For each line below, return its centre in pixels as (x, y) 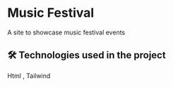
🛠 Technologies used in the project (86, 55)
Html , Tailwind (29, 76)
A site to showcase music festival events (66, 32)
